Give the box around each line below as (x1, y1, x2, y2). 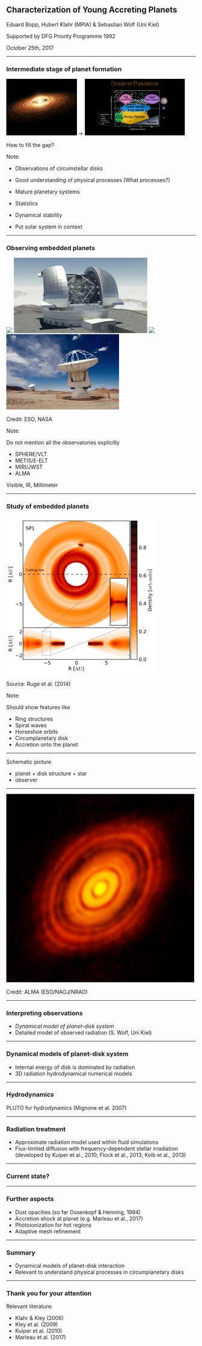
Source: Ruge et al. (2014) (6, 680, 71, 687)
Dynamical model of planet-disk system (14, 1022, 114, 1030)
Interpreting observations (6, 1009, 83, 1017)
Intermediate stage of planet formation (6, 64, 122, 73)
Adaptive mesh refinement (14, 1227, 81, 1235)
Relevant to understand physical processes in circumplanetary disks (14, 1268, 185, 1276)
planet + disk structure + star (14, 769, 87, 777)
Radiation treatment (6, 1125, 66, 1133)
